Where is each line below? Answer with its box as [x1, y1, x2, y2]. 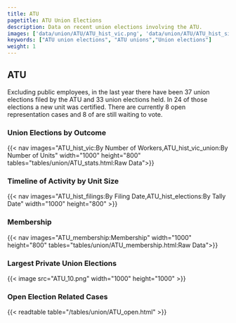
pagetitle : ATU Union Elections [7, 17, 102, 24]
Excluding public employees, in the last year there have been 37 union [7, 87, 210, 96]
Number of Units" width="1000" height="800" [7, 151, 141, 160]
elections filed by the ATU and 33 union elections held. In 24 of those [7, 95, 208, 103]
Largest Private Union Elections [7, 258, 117, 268]
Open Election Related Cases [7, 291, 108, 301]
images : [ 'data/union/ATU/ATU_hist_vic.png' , [7, 30, 143, 37]
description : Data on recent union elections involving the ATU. [7, 23, 202, 30]
